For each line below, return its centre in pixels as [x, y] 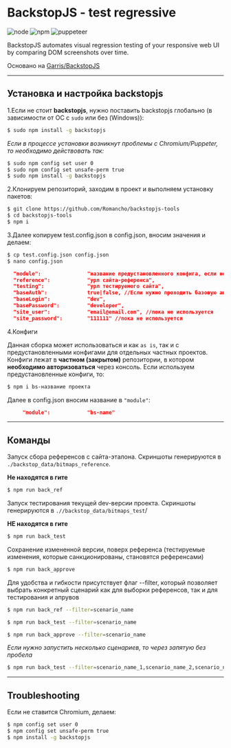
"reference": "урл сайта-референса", [84, 280]
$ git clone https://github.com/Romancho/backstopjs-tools [93, 209]
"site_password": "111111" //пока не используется [98, 318]
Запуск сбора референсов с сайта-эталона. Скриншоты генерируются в [114, 457]
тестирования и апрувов [43, 597]
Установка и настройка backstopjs [85, 94]
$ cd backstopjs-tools [40, 216]
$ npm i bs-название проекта [49, 386]
